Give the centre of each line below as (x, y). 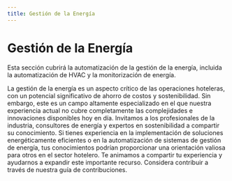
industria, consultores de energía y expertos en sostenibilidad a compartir (114, 125)
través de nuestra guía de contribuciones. (67, 170)
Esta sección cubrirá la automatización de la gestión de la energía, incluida (115, 68)
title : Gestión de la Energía (51, 14)
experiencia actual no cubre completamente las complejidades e (100, 110)
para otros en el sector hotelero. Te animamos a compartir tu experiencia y (115, 155)
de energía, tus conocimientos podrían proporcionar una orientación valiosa (116, 148)
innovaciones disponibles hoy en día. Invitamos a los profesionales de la (111, 118)
